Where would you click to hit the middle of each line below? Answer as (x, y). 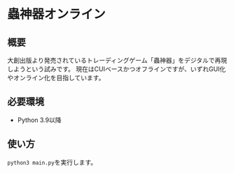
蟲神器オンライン (57, 14)
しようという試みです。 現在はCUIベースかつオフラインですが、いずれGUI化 (117, 69)
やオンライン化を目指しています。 (56, 78)
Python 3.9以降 (39, 120)
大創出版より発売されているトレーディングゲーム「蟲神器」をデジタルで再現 (117, 60)
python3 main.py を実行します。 (52, 162)
